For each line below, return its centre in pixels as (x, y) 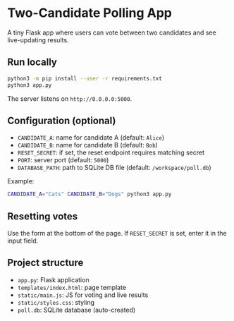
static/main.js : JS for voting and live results (83, 295)
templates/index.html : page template (72, 287)
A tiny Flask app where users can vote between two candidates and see (112, 32)
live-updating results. (38, 40)
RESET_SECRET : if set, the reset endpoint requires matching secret (111, 152)
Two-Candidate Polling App (90, 13)
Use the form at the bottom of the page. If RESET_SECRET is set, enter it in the (117, 233)
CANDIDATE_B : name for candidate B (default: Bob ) (88, 145)
